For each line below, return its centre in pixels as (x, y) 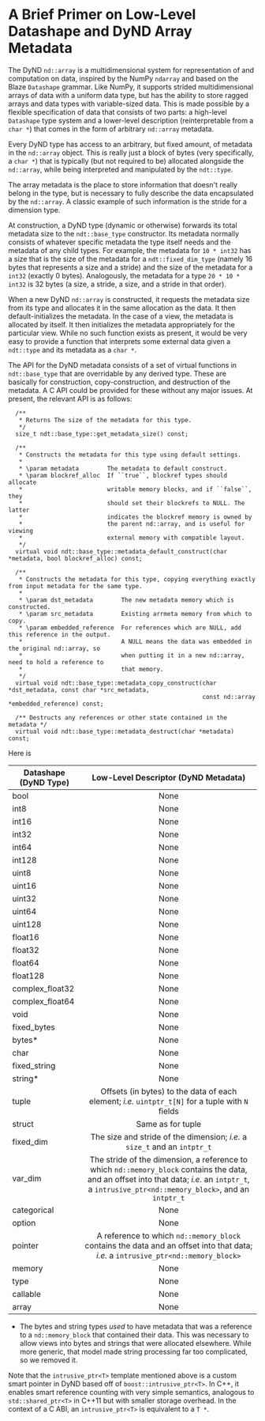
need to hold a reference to (56, 662)
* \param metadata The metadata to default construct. (123, 468)
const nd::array (229, 697)
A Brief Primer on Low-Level (102, 15)
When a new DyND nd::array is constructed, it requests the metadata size (129, 299)
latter (19, 510)
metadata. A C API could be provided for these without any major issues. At (131, 390)
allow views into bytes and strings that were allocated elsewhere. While (136, 1343)
